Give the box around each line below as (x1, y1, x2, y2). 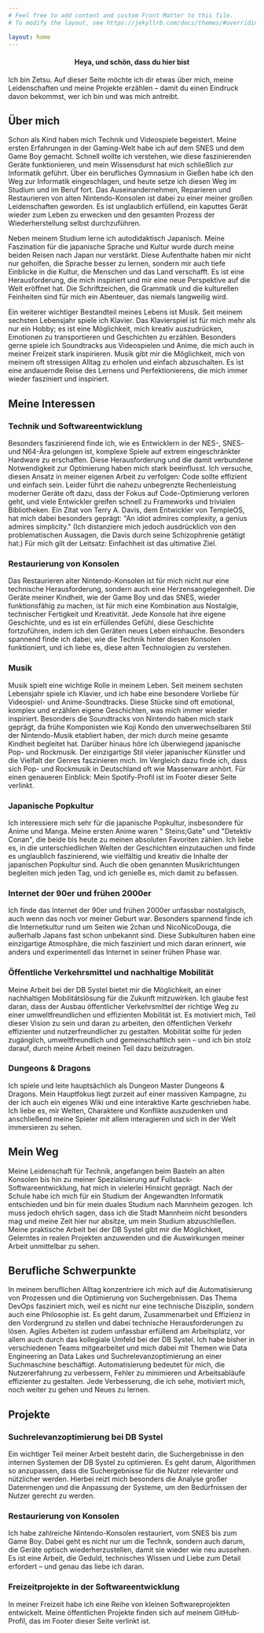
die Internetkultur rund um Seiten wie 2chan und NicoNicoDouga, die (8, 923, 232, 932)
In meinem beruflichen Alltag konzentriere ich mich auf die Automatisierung (8, 1285, 253, 1294)
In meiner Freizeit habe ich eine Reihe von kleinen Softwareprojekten (8, 1599, 230, 1609)
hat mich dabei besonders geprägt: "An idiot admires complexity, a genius (8, 514, 247, 523)
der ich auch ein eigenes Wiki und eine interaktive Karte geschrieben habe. (8, 1097, 251, 1106)
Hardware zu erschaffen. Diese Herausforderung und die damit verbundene (8, 455, 254, 464)
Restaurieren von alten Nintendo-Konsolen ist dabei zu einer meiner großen (8, 193, 253, 203)
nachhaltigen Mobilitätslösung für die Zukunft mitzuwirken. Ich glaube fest (8, 993, 249, 1003)
